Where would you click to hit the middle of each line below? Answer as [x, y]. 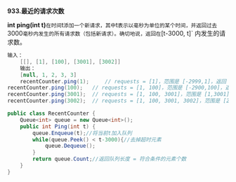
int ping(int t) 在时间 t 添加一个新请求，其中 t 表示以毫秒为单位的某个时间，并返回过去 [112, 25]
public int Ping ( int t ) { [58, 126]
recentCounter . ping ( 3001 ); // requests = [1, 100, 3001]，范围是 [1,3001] [118, 94]
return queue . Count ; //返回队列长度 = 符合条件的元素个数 [110, 159]
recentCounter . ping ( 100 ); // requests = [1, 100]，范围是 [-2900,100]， [117, 88]
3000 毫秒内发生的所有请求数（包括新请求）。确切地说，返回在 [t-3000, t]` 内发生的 [113, 33]
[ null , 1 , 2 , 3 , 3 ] [48, 75]
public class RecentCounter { [52, 113]
